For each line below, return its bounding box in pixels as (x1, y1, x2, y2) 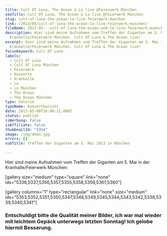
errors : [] (5, 136, 28, 141)
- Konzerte (9, 72, 32, 77)
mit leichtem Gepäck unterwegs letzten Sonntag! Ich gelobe (5, 218, 153, 225)
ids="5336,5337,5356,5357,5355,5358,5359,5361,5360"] (5, 179, 122, 185)
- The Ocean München (9, 95, 52, 100)
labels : (5, 53, 21, 59)
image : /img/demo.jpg (5, 132, 50, 137)
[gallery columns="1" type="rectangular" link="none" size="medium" (5, 189, 148, 195)
